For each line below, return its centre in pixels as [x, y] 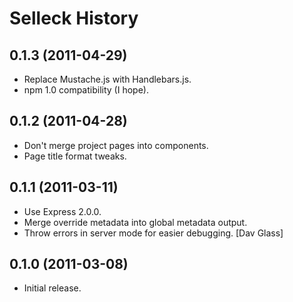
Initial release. [52, 288]
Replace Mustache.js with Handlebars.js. [107, 79]
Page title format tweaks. [75, 156]
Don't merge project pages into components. [116, 145]
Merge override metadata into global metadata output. [135, 222]
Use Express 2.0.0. [62, 211]
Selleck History [74, 18]
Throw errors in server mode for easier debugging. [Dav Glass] [153, 233]
